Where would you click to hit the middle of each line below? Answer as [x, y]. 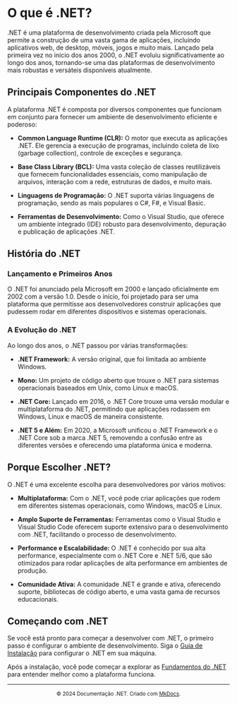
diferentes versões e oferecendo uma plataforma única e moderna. [115, 445]
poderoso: [22, 124]
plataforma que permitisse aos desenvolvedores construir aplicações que [114, 304]
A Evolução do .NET [42, 330]
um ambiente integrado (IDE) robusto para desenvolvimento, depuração [122, 224]
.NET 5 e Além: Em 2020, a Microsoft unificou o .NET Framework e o [117, 430]
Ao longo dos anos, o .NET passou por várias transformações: [98, 345]
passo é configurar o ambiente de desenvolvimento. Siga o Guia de [105, 646]
